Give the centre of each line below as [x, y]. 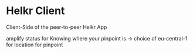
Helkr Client [35, 11]
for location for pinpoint [35, 45]
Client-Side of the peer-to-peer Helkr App [57, 27]
